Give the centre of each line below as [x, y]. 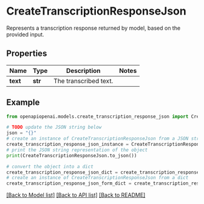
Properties [27, 54]
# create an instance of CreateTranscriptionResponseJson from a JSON [97, 139]
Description [83, 70]
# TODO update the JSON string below [54, 127]
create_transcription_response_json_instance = [68, 144]
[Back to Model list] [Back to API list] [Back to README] [76, 195]
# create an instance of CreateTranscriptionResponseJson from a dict [97, 178]
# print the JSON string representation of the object [77, 150]
